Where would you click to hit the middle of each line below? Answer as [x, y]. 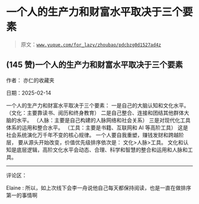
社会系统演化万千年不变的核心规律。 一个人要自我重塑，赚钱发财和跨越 [92, 135]
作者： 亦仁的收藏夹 [30, 80]
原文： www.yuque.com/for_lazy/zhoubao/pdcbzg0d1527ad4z [91, 44]
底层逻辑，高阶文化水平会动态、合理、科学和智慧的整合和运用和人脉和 [102, 150]
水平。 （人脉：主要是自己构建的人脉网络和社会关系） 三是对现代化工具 [103, 120]
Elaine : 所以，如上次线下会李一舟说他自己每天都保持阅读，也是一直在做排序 [99, 187]
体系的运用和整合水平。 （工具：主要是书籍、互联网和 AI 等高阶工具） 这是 [97, 127]
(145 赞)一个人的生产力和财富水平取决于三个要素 [95, 65]
